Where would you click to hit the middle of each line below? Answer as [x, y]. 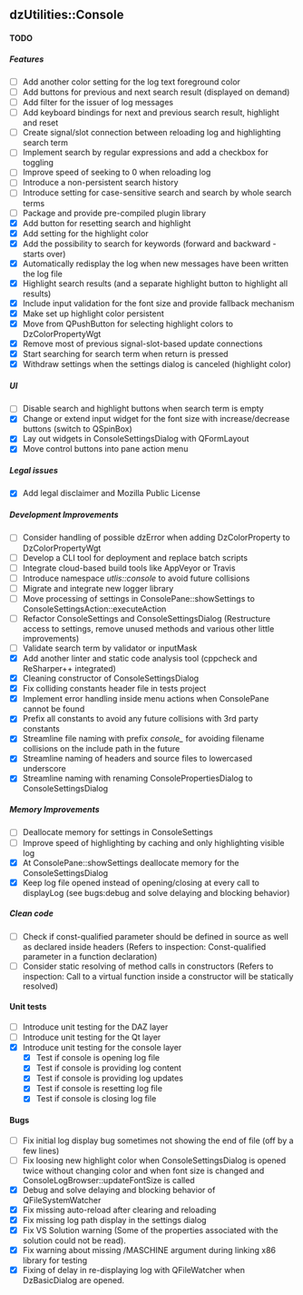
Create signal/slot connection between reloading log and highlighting [151, 133]
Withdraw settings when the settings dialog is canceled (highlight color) [157, 364]
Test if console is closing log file [96, 1099]
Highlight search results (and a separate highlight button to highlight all [155, 283]
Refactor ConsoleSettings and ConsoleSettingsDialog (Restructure [146, 618]
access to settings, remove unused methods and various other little [148, 628]
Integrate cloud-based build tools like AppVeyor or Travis [129, 568]
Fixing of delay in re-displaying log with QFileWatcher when [133, 1270]
